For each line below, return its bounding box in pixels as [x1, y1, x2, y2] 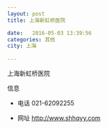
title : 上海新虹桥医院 [7, 17, 66, 24]
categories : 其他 [7, 36, 56, 43]
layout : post [7, 10, 45, 18]
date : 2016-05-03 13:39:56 [7, 29, 92, 36]
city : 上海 [7, 43, 37, 50]
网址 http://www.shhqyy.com [17, 114, 101, 122]
